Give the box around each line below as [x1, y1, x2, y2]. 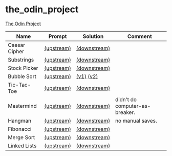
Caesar [8, 41, 26, 48]
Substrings [8, 56, 34, 63]
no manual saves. [115, 117, 157, 124]
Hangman [8, 117, 32, 124]
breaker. [115, 109, 136, 116]
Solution [82, 32, 104, 40]
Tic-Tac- [8, 81, 31, 88]
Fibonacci [8, 125, 32, 132]
